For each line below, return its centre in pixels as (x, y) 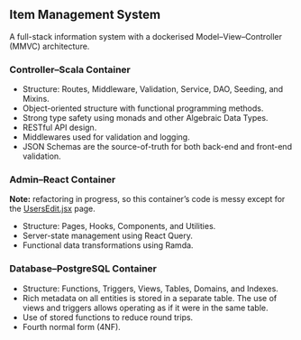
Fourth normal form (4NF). (72, 326)
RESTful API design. (59, 128)
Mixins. (36, 99)
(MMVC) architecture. (50, 46)
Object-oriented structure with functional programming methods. (143, 108)
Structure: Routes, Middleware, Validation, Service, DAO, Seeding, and (153, 89)
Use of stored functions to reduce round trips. (108, 317)
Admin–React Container (63, 179)
